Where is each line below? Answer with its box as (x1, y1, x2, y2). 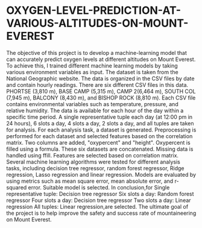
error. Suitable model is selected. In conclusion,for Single (28, 183, 170, 191)
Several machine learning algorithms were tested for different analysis (6, 158, 181, 165)
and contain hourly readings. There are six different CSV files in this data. (6, 81, 189, 88)
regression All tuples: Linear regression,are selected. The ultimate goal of (6, 203, 189, 210)
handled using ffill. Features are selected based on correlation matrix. (6, 151, 179, 159)
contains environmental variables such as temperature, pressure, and (6, 100, 179, 107)
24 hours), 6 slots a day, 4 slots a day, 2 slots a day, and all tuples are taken (6, 119, 194, 127)
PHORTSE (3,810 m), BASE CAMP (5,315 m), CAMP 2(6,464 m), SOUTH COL (6, 87, 196, 95)
